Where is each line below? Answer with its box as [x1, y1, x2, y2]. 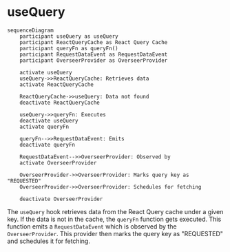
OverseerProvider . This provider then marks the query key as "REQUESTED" [7, 229, 224, 238]
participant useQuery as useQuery [19, 32, 118, 40]
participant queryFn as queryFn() [19, 45, 118, 52]
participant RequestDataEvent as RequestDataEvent [19, 51, 168, 58]
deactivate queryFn [19, 141, 76, 148]
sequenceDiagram [7, 27, 54, 34]
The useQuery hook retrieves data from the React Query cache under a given [7, 207, 224, 216]
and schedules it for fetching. [7, 237, 91, 245]
